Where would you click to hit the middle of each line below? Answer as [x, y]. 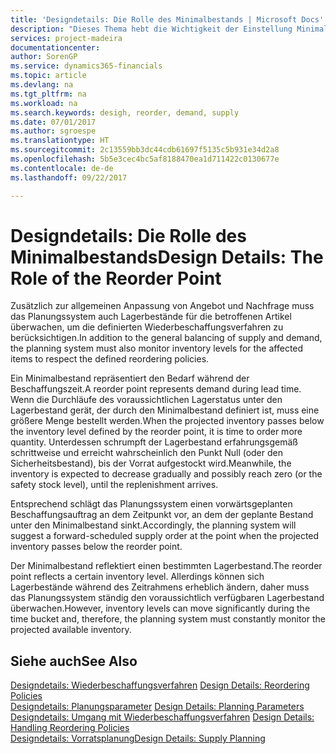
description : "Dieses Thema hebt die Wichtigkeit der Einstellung [151, 29]
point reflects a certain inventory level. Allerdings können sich [137, 577]
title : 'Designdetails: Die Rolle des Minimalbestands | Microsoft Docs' [167, 19]
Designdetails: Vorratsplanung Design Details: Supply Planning [138, 738]
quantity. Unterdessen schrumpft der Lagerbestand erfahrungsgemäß [154, 442]
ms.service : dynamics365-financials [86, 66]
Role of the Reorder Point [116, 278]
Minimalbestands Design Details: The [167, 257]
